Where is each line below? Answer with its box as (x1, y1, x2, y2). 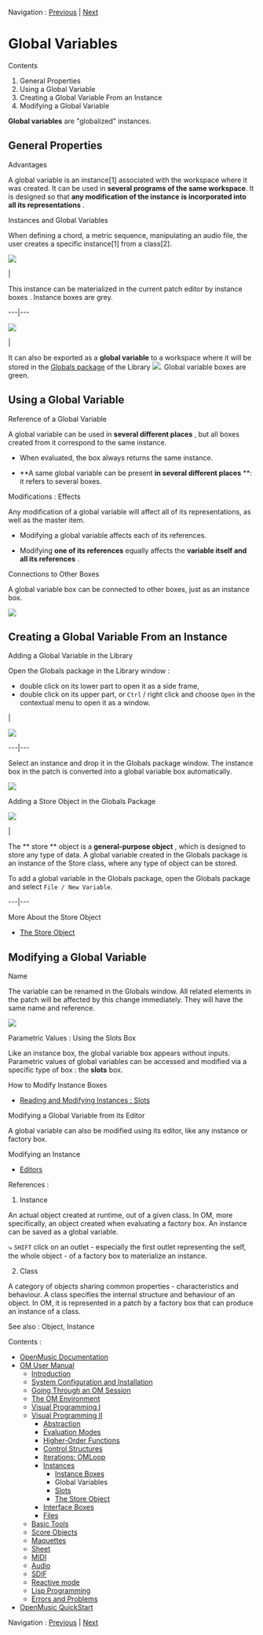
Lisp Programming (31, 1586, 91, 1596)
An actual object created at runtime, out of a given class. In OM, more (8, 1210, 233, 1220)
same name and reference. (8, 1004, 96, 1013)
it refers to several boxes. (19, 476, 102, 486)
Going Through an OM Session (31, 1386, 131, 1395)
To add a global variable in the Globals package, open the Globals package (8, 874, 251, 883)
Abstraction (42, 1419, 81, 1428)
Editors (19, 1165, 43, 1174)
